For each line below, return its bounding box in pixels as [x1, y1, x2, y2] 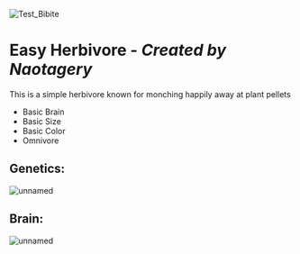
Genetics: [9, 161, 66, 177]
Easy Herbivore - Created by [9, 41, 227, 60]
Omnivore [22, 135, 59, 146]
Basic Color [22, 125, 66, 136]
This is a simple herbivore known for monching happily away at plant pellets [9, 88, 291, 99]
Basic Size [22, 115, 61, 126]
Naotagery [9, 59, 93, 80]
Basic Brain [22, 106, 65, 117]
